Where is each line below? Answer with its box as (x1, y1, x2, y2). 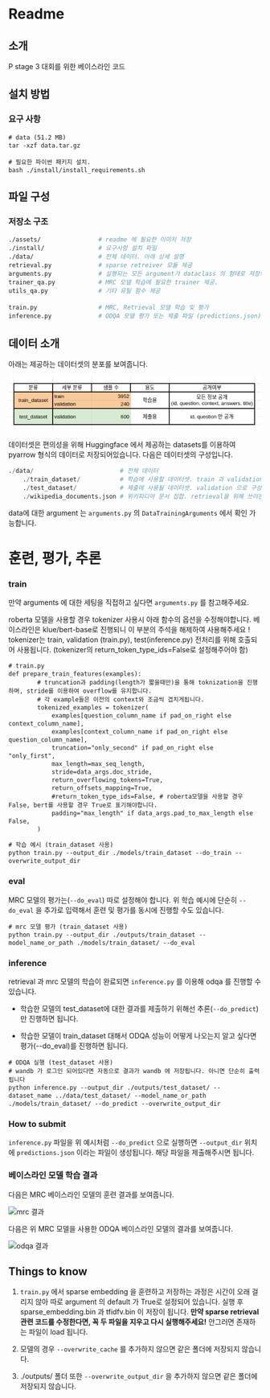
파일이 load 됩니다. (28, 1327, 88, 1337)
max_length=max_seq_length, (51, 760, 146, 768)
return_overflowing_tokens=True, (51, 776, 163, 784)
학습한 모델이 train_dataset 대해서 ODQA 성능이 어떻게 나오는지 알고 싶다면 (19, 1031, 257, 1041)
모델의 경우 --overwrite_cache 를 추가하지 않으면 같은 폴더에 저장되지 (19, 1344, 240, 1354)
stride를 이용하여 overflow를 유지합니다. (27, 687, 153, 696)
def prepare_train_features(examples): (8, 670, 142, 678)
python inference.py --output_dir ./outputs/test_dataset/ (8, 1083, 211, 1092)
